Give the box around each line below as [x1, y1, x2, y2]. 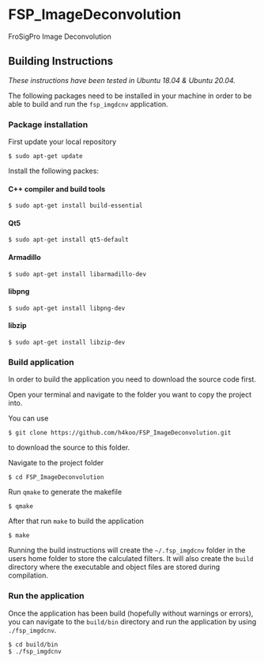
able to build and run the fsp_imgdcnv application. [8, 99, 168, 108]
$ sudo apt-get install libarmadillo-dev [8, 270, 147, 278]
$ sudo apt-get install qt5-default [8, 235, 129, 244]
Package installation [8, 119, 89, 130]
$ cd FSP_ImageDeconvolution [8, 473, 104, 481]
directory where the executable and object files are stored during [8, 563, 221, 572]
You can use [8, 413, 49, 424]
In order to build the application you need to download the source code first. [8, 375, 257, 384]
